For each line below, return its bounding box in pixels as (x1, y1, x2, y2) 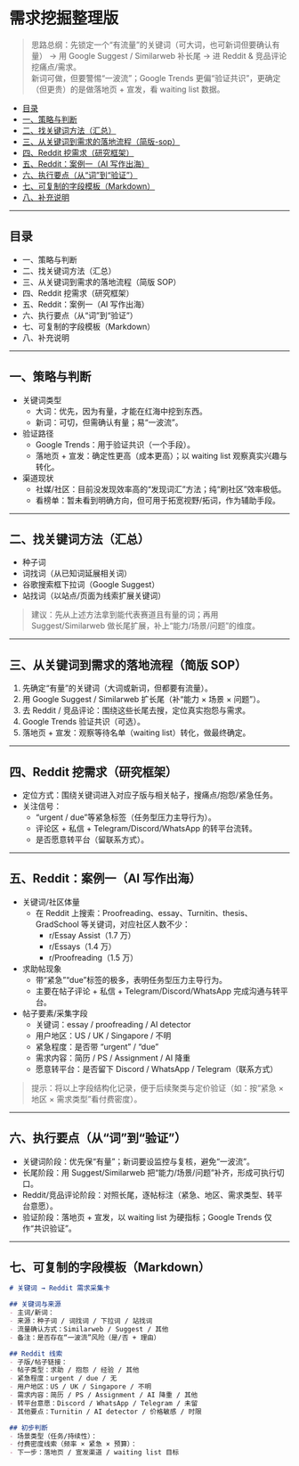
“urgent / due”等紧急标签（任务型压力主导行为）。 (35, 812, 216, 823)
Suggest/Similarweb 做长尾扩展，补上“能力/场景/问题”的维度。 (30, 620, 261, 631)
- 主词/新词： (9, 1308, 55, 1317)
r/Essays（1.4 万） (48, 941, 117, 952)
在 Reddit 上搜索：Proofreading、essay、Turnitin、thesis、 (35, 907, 253, 918)
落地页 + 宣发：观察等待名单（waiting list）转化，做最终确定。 (21, 727, 251, 738)
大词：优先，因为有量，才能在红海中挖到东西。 (35, 405, 207, 416)
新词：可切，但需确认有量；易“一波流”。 (35, 416, 183, 428)
